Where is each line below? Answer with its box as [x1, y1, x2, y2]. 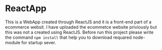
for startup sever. [21, 39, 56, 45]
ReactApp [5, 3, 47, 14]
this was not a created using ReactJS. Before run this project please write [5, 29, 154, 35]
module [5, 39, 21, 45]
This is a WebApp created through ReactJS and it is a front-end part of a [5, 19, 152, 25]
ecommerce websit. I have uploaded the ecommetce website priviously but [5, 24, 157, 30]
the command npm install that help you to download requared [5, 34, 132, 40]
